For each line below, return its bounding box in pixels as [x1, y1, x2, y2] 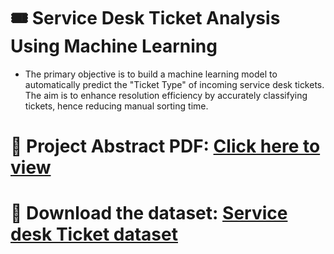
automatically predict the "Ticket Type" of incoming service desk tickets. [24, 78, 325, 90]
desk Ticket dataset [10, 223, 178, 246]
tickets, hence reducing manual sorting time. [24, 100, 209, 112]
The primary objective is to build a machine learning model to [24, 68, 278, 80]
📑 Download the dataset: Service [10, 202, 288, 225]
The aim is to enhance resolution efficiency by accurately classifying [24, 89, 308, 101]
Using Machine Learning [10, 35, 218, 58]
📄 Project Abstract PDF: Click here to [10, 135, 321, 158]
